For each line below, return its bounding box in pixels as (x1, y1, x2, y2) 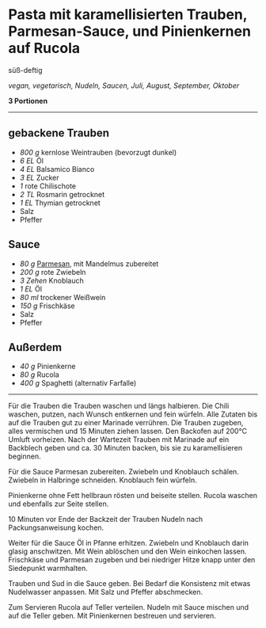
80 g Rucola (19, 370, 59, 379)
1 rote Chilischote (19, 181, 77, 191)
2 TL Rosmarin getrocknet (19, 189, 105, 199)
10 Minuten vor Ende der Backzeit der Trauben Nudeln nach (8, 515, 203, 524)
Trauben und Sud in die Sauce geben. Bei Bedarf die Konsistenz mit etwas (8, 579, 251, 588)
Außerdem (8, 341, 63, 354)
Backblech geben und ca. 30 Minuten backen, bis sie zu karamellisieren (8, 443, 243, 453)
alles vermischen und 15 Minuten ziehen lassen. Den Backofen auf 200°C (8, 426, 248, 436)
